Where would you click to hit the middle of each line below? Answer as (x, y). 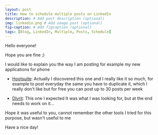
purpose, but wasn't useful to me (38, 118)
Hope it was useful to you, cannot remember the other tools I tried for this (78, 113)
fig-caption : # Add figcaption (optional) (48, 27)
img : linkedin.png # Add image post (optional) (54, 23)
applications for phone (27, 69)
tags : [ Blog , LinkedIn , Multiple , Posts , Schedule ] (58, 32)
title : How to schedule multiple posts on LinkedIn (58, 14)
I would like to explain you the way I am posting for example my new (73, 64)
